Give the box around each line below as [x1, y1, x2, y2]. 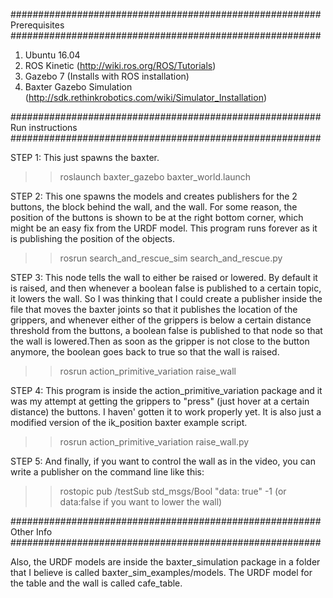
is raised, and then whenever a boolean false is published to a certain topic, [10, 282, 322, 294]
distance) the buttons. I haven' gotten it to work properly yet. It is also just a [10, 406, 322, 418]
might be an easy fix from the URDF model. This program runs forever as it [10, 222, 318, 234]
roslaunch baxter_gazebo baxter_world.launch [59, 171, 252, 183]
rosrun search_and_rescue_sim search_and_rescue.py [59, 252, 283, 264]
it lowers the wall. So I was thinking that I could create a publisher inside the [10, 293, 323, 304]
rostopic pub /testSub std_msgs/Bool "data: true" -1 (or [59, 485, 287, 497]
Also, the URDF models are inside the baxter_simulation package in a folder [10, 556, 321, 568]
